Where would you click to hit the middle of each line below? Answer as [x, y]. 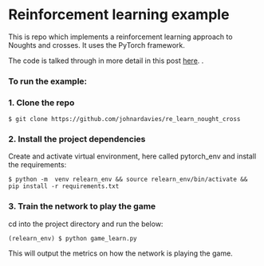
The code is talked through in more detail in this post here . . [106, 61]
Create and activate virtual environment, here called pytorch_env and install [132, 156]
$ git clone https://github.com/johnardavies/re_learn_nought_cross [124, 119]
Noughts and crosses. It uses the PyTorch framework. [97, 45]
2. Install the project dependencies [77, 139]
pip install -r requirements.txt [64, 186]
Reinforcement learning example [119, 15]
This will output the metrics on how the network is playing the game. [120, 253]
